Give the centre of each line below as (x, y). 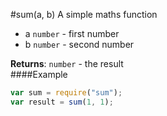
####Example (39, 74)
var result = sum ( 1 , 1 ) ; (62, 102)
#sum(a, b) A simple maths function (84, 14)
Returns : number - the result (67, 63)
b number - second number (79, 44)
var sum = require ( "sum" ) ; (66, 93)
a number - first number (72, 33)
